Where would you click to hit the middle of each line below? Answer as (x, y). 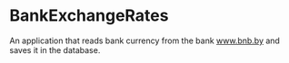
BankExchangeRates (89, 16)
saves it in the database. (55, 49)
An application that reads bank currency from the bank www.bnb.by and (144, 40)
